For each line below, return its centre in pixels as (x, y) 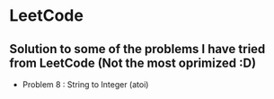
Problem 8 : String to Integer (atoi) (85, 85)
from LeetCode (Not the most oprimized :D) (133, 63)
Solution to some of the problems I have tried (137, 49)
